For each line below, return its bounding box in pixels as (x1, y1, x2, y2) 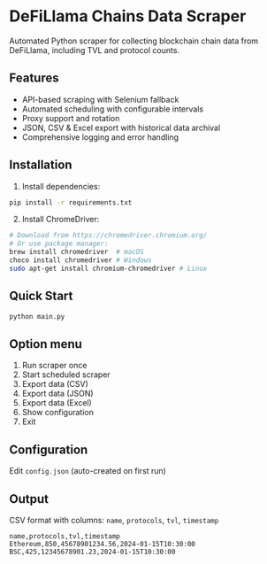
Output (9, 491, 49, 506)
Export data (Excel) (21, 398, 93, 408)
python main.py (9, 312, 65, 321)
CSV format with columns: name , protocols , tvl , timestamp (9, 514, 219, 525)
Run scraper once (21, 360, 88, 371)
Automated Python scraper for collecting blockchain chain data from (9, 35, 259, 46)
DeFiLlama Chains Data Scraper (9, 6, 247, 27)
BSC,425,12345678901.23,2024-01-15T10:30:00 (9, 547, 176, 556)
